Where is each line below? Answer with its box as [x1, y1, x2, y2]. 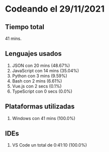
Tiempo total [5, 23, 45, 31]
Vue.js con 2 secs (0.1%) [12, 83, 62, 89]
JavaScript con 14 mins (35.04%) [12, 68, 79, 73]
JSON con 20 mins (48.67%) [12, 62, 70, 68]
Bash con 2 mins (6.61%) [12, 78, 62, 84]
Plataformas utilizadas [5, 102, 75, 111]
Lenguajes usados [5, 50, 62, 58]
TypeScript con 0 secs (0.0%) [12, 88, 73, 94]
